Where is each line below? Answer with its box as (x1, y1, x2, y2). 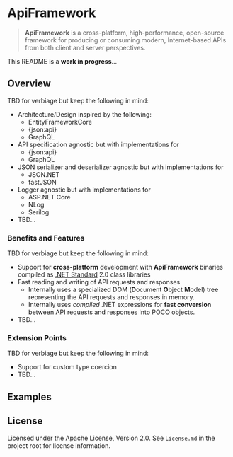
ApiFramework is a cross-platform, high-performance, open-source (24, 28, 225, 37)
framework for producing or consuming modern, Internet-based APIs (24, 35, 227, 44)
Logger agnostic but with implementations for (17, 185, 151, 194)
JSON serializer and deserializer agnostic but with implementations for (17, 163, 224, 171)
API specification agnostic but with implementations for (17, 140, 179, 149)
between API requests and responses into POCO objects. (28, 308, 195, 316)
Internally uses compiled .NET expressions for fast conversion (28, 301, 212, 309)
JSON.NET (28, 170, 60, 178)
